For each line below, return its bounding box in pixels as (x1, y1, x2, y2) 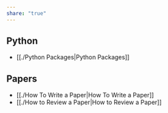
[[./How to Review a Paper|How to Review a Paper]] (16, 98, 162, 106)
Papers (6, 73, 38, 84)
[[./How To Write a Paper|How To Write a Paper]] (16, 91, 154, 99)
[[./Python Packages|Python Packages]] (16, 53, 130, 61)
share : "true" (6, 10, 47, 17)
